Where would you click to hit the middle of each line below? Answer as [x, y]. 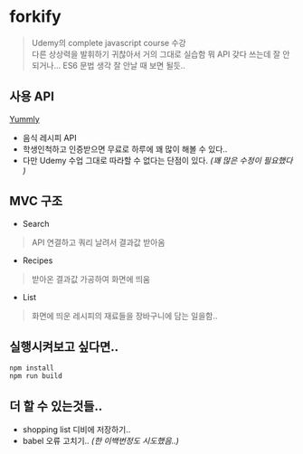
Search [36, 223]
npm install [32, 368]
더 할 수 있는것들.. [56, 406]
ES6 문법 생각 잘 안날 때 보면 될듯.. [124, 65]
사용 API [32, 97]
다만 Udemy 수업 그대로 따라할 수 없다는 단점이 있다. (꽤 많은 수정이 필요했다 [157, 160]
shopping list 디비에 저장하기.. [76, 430]
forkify [35, 17]
